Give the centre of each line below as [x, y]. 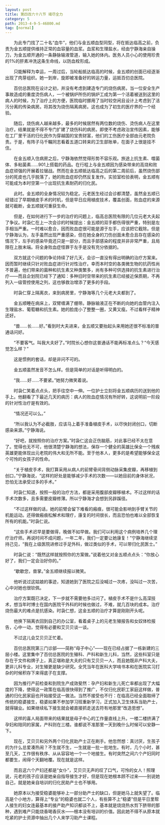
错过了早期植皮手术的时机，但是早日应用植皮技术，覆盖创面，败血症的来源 [84, 200]
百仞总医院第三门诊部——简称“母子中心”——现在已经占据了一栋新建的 [84, 648]
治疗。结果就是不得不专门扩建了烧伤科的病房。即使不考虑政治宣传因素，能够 [82, 130]
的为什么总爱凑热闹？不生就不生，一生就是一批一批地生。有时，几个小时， [80, 748]
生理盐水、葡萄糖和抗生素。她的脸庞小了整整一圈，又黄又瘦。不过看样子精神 [82, 309]
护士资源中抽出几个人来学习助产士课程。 [59, 818]
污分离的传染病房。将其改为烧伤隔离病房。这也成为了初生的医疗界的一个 [78, 107]
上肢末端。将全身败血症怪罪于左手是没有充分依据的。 [67, 247]
